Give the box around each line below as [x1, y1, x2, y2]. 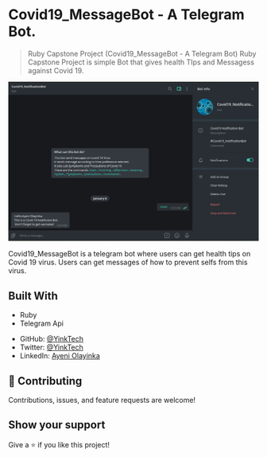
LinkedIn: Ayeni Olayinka [19, 351, 101, 361]
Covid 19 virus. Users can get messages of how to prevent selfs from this [8, 257, 248, 268]
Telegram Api [19, 318, 64, 328]
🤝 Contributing [8, 374, 83, 388]
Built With [8, 289, 58, 303]
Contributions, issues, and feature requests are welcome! [8, 395, 196, 404]
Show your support [8, 418, 106, 432]
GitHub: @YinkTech [19, 334, 84, 344]
